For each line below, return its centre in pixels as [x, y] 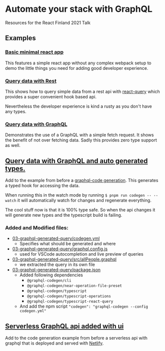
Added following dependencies [51, 275]
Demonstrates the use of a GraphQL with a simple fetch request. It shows [80, 135]
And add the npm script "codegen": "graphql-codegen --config [84, 306]
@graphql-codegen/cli [49, 281]
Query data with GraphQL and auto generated [76, 161]
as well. [13, 146]
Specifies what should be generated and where [67, 244]
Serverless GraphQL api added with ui [65, 326]
